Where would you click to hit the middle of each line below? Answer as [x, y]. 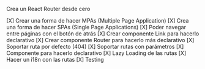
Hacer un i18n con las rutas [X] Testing [55, 60]
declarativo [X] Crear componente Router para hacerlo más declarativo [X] [100, 40]
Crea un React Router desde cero [48, 9]
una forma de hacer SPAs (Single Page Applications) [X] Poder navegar [96, 27]
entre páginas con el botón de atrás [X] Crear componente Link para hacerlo [103, 34]
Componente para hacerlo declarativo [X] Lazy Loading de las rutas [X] [96, 53]
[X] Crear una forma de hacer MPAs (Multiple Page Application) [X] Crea [98, 20]
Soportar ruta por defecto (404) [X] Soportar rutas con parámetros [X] [95, 46]
